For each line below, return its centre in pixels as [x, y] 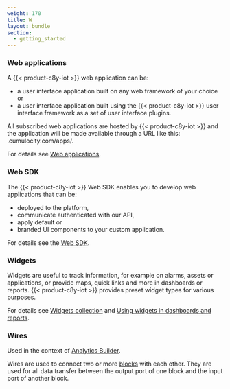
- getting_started [40, 39]
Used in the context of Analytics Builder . [64, 351]
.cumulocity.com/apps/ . [41, 141]
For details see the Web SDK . [48, 243]
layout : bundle [29, 26]
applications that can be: [42, 194]
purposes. [22, 297]
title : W [20, 20]
